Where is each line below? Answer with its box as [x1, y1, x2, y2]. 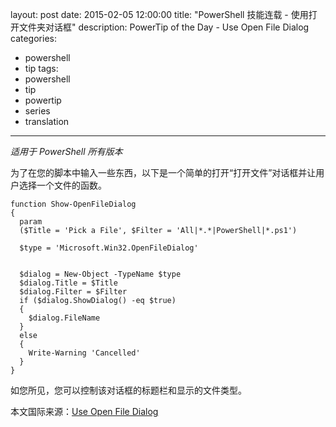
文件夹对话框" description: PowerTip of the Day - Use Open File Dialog [18, 21, 310, 33]
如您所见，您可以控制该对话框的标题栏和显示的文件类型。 [10, 384, 247, 396]
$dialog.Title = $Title [19, 278, 118, 288]
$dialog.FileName [28, 313, 101, 323]
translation [24, 116, 70, 127]
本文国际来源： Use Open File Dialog [10, 406, 159, 417]
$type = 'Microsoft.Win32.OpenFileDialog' [19, 243, 199, 253]
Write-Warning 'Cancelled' [28, 348, 141, 358]
